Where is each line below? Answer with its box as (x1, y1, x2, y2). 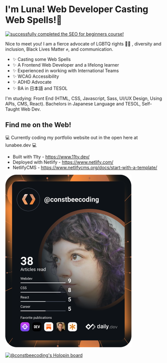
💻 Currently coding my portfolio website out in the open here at (5, 134, 138, 140)
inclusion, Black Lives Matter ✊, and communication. (5, 46, 114, 52)
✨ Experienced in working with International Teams (12, 67, 119, 74)
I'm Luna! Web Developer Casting (5, 4, 149, 15)
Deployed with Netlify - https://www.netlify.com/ (12, 159, 114, 165)
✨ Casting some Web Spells (12, 56, 71, 62)
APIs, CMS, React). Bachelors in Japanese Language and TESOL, (5, 100, 141, 107)
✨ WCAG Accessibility (12, 73, 60, 79)
